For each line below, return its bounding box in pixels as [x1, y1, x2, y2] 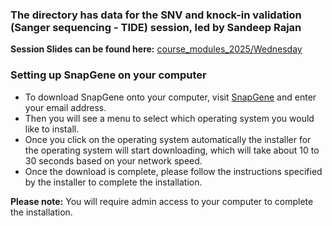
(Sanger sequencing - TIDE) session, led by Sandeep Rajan [10, 20, 302, 34]
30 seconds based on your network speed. [24, 154, 203, 167]
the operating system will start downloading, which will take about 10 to [24, 144, 320, 156]
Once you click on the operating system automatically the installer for [24, 133, 312, 145]
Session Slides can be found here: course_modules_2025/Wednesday [10, 43, 303, 55]
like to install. [24, 123, 80, 135]
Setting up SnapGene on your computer [10, 68, 207, 82]
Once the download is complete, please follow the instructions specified [24, 165, 323, 177]
